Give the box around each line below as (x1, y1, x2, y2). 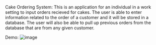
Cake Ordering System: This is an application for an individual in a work (5, 4, 152, 10)
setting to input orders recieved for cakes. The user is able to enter (5, 9, 142, 15)
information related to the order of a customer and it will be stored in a (5, 15, 149, 20)
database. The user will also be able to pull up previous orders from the (5, 20, 152, 25)
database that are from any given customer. (5, 25, 95, 31)
